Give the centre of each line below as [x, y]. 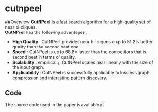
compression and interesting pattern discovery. [59, 78]
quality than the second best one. [46, 47]
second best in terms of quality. [44, 57]
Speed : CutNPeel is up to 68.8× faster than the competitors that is [79, 52]
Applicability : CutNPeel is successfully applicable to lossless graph [81, 72]
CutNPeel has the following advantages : [46, 32]
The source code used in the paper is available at [55, 104]
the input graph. [28, 67]
